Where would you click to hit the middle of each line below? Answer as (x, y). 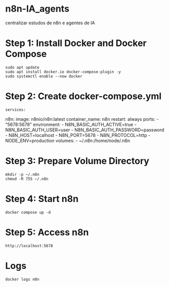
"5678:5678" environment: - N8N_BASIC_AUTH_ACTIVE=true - (71, 124)
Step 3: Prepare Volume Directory (77, 161)
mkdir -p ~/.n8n (22, 174)
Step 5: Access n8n (47, 232)
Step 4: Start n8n (42, 199)
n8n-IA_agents (37, 9)
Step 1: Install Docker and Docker (76, 43)
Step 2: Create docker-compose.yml (83, 96)
